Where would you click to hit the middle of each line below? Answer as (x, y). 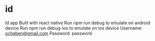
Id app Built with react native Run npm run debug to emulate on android (78, 23)
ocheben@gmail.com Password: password (49, 33)
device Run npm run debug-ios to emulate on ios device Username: (74, 28)
